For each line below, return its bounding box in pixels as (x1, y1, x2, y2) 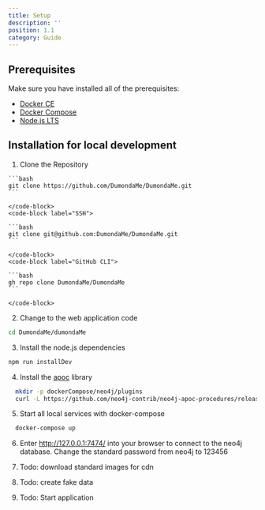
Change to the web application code (19, 313, 138, 322)
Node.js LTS (19, 116, 59, 126)
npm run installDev (8, 358, 73, 366)
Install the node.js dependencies (19, 343, 126, 352)
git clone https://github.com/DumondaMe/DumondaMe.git (8, 182, 192, 189)
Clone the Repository (19, 159, 89, 169)
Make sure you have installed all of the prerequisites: (8, 84, 180, 93)
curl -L (15, 395, 41, 403)
